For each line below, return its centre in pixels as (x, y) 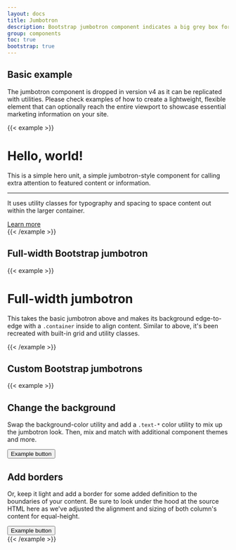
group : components (34, 33)
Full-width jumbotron (70, 299)
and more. (22, 440)
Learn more (24, 224)
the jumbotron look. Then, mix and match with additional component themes (118, 432)
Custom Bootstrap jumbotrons (75, 369)
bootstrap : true (31, 46)
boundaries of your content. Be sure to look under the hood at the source (113, 501)
